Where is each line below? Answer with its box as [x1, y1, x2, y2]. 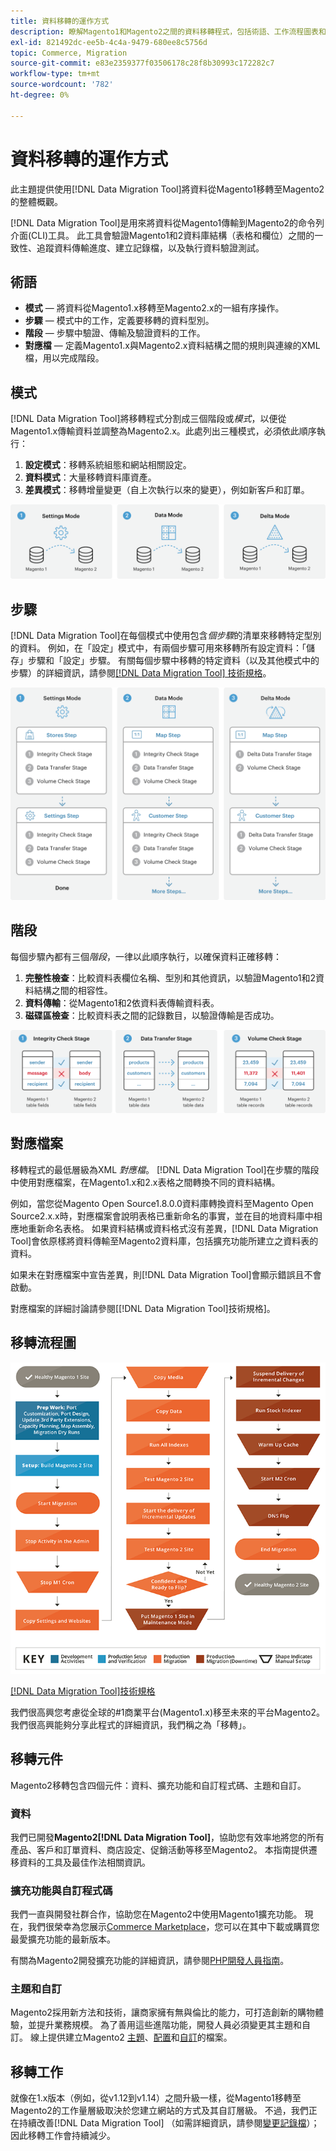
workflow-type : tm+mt [10, 69, 101, 79]
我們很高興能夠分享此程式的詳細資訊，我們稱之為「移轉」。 [10, 1718, 252, 1730]
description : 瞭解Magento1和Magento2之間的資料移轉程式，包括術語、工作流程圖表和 [10, 26, 327, 37]
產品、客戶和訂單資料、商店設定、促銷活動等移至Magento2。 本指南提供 [10, 1843, 309, 1855]
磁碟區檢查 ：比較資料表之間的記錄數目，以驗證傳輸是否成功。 [24, 1009, 280, 1021]
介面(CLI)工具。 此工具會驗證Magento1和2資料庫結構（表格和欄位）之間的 [10, 229, 315, 241]
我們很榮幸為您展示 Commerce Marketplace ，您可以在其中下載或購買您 [27, 1921, 320, 1933]
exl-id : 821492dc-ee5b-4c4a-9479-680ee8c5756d [10, 37, 208, 47]
